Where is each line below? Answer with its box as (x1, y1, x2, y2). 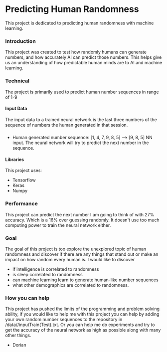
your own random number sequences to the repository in (5, 317, 123, 323)
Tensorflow (12, 177, 36, 183)
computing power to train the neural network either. (5, 222, 111, 228)
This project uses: (5, 168, 42, 174)
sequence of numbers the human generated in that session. (5, 122, 128, 128)
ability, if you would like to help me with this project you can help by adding (5, 311, 160, 317)
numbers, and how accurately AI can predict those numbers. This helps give (5, 54, 162, 60)
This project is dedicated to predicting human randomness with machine (5, 20, 154, 26)
